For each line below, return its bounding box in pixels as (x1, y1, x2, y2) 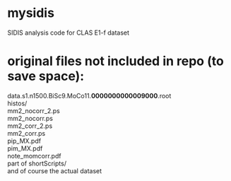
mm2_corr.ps (7, 129, 46, 137)
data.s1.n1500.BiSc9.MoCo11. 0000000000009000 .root (7, 91, 172, 100)
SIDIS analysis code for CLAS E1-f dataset (7, 28, 129, 37)
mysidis (7, 5, 55, 21)
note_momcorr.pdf (7, 151, 61, 160)
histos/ (7, 99, 28, 107)
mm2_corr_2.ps (7, 122, 53, 130)
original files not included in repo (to (7, 53, 224, 69)
